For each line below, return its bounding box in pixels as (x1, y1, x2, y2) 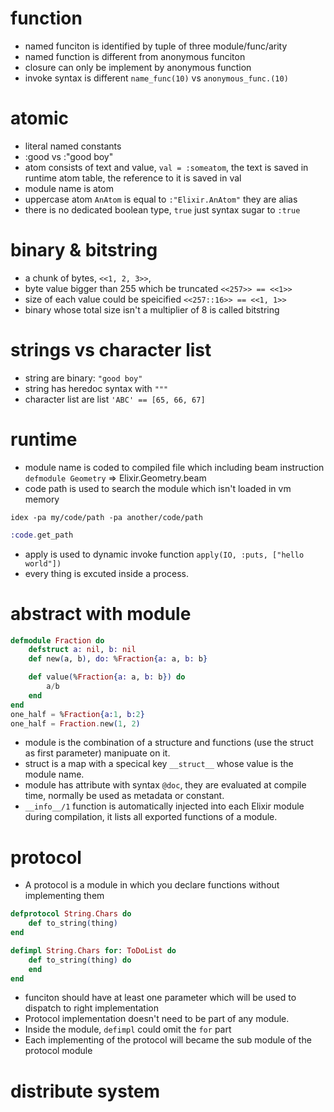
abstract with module (10, 602, 192, 625)
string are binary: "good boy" (24, 372, 143, 384)
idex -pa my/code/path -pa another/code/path (10, 512, 203, 522)
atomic (10, 107, 70, 130)
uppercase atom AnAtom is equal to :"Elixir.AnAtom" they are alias (24, 193, 298, 205)
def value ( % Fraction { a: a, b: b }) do (28, 672, 186, 682)
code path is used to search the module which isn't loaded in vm (24, 482, 292, 494)
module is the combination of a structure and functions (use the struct (24, 737, 314, 749)
